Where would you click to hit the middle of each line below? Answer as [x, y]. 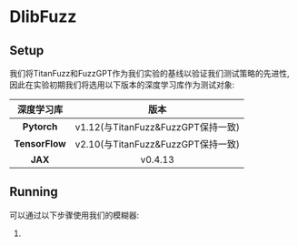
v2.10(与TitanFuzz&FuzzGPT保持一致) [158, 144]
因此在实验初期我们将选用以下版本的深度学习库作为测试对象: [122, 85]
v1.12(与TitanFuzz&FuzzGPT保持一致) [158, 127]
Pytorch [40, 127]
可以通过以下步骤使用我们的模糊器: [74, 215]
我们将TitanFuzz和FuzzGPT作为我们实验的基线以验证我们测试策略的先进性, [149, 73]
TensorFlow [40, 143]
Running [34, 192]
